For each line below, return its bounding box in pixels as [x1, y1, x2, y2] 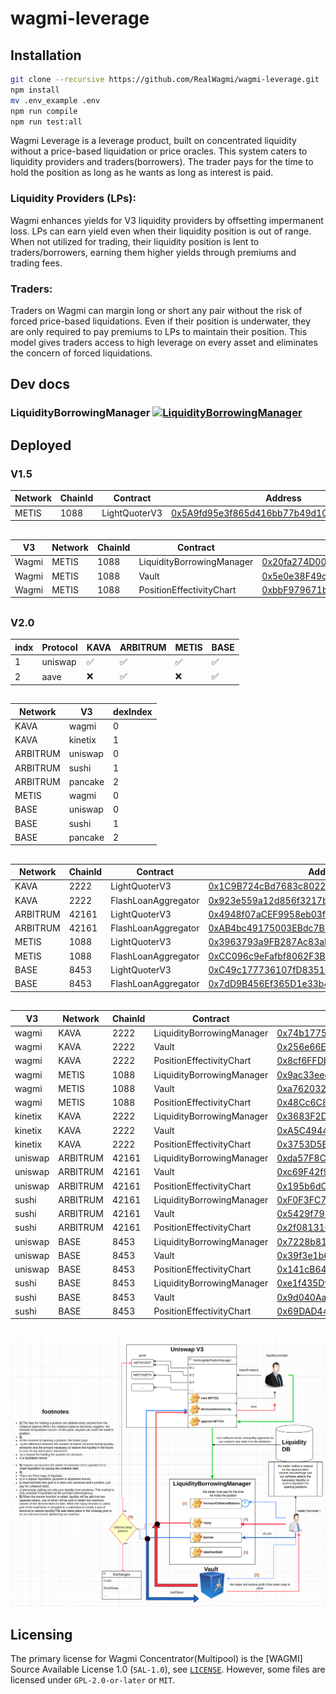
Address [265, 492, 302, 504]
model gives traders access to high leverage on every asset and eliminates [10, 336, 318, 348]
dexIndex [113, 705, 153, 717]
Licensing [10, 1626, 73, 1643]
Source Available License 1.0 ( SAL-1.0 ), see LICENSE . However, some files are [10, 1663, 326, 1676]
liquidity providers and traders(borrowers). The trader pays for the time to [10, 156, 314, 168]
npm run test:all [10, 117, 83, 127]
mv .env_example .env [10, 95, 101, 106]
